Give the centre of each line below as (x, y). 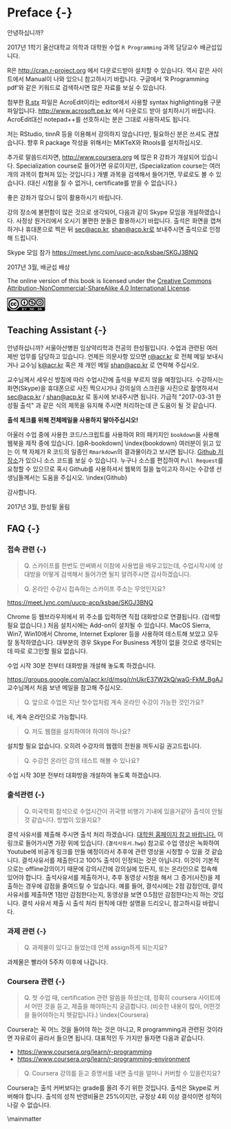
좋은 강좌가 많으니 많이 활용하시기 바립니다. (65, 197)
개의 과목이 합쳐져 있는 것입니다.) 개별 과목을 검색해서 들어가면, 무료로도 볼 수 (111, 174)
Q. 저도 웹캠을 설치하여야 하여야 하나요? (77, 731)
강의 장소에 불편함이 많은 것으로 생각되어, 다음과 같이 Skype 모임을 (97, 212)
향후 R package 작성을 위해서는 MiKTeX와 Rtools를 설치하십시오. (115, 142)
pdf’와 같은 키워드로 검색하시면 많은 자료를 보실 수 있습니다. (87, 87)
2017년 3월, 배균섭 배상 (38, 267)
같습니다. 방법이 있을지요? (66, 820)
